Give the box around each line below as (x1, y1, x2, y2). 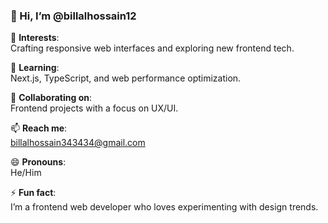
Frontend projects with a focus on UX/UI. (10, 102, 179, 114)
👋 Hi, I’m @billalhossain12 (10, 9, 137, 23)
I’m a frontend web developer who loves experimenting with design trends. (10, 201, 319, 213)
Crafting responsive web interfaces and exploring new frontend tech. (10, 42, 295, 54)
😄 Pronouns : (10, 156, 67, 168)
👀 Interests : (10, 32, 60, 44)
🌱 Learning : (10, 62, 60, 74)
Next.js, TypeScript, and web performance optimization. (10, 72, 242, 84)
